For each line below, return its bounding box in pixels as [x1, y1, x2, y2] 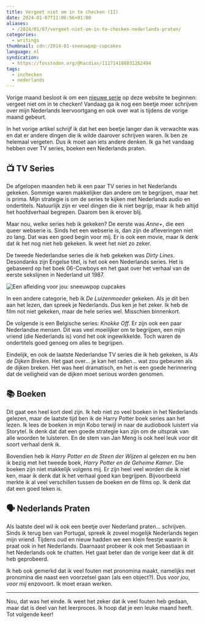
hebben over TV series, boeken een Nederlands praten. [6, 145, 146, 152]
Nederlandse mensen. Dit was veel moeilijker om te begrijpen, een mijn [6, 326, 185, 333]
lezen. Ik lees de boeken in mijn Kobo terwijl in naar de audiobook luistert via [6, 421, 198, 428]
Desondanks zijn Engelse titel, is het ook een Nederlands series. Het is [6, 258, 184, 265]
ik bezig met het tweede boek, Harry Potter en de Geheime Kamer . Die [6, 459, 184, 466]
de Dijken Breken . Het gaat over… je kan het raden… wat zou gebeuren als [6, 357, 193, 364]
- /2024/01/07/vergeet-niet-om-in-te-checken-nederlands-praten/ [12, 26, 182, 32]
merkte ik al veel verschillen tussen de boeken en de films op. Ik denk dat [6, 478, 191, 486]
